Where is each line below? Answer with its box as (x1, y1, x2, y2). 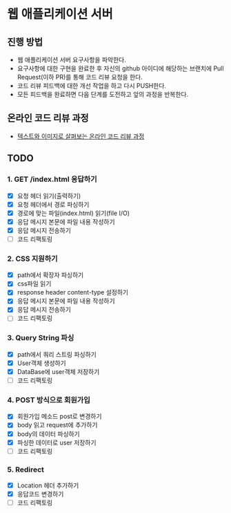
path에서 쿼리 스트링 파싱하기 (17, 350, 97, 358)
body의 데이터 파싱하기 (17, 429, 81, 438)
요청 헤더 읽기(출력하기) (17, 192, 81, 200)
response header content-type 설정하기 (17, 288, 129, 297)
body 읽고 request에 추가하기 (17, 421, 98, 429)
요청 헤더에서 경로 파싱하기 (17, 200, 90, 208)
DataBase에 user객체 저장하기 (17, 367, 100, 375)
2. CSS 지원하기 (7, 254, 58, 263)
